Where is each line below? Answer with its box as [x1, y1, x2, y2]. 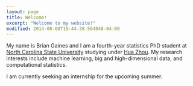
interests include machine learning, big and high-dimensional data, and [6, 55, 183, 62]
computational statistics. [6, 61, 68, 69]
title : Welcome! [6, 14, 47, 20]
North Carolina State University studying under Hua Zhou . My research [6, 49, 183, 56]
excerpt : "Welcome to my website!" [6, 20, 96, 26]
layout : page [6, 8, 39, 15]
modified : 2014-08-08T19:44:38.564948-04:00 [6, 25, 120, 32]
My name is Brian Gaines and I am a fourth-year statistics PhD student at [6, 42, 187, 49]
